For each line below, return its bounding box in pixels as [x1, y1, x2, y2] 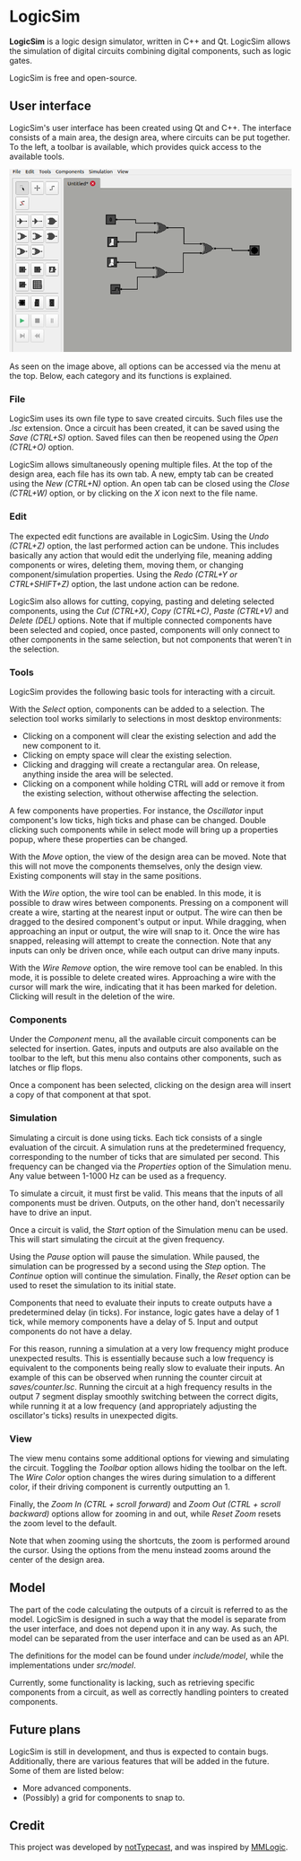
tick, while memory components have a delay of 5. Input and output [9, 1316, 258, 1327]
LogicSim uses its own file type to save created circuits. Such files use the [9, 413, 283, 424]
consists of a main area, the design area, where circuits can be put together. [9, 132, 291, 143]
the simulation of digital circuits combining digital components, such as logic [9, 45, 292, 56]
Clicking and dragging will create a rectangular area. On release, [21, 759, 261, 770]
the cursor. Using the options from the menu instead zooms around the [9, 1544, 271, 1555]
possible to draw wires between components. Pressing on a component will [9, 898, 288, 909]
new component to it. [21, 741, 101, 751]
